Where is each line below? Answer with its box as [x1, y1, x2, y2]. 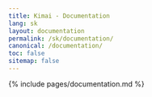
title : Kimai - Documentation [8, 11, 111, 20]
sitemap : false [8, 57, 60, 65]
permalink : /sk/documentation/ [8, 34, 114, 43]
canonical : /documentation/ [8, 42, 103, 50]
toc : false [8, 49, 45, 57]
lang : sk [8, 19, 38, 27]
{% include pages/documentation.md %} [8, 78, 146, 89]
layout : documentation [8, 27, 85, 35]
